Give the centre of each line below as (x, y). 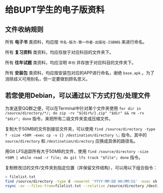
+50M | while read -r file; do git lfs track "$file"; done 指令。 (74, 157)
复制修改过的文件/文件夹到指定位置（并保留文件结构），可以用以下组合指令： (81, 167)
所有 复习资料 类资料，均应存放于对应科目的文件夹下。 (59, 52)
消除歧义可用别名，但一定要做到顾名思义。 (48, 79)
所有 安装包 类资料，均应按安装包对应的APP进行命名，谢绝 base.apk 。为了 (80, 73)
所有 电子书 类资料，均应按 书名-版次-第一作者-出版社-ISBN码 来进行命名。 (76, 42)
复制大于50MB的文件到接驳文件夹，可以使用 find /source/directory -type (80, 129)
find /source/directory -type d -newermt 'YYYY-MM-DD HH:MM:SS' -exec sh (81, 181)
